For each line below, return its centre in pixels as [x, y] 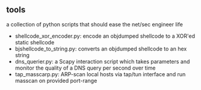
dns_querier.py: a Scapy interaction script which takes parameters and [102, 61]
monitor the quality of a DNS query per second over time [85, 68]
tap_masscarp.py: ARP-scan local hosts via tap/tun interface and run [100, 74]
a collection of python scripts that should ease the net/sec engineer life [95, 24]
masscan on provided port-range [56, 80]
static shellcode [35, 42]
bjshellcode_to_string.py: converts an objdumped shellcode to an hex [101, 49]
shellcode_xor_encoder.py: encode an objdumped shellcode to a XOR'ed [105, 36]
